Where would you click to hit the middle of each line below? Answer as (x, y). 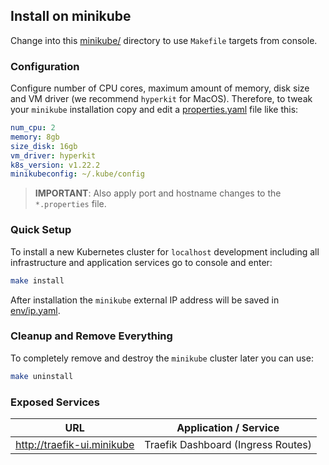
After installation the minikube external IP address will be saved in (145, 300)
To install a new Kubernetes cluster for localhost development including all (165, 251)
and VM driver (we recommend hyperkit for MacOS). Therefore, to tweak (161, 99)
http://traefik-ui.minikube (75, 444)
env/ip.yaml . (35, 310)
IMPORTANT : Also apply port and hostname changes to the (158, 193)
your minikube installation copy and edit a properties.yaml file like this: (154, 110)
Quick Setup (41, 230)
